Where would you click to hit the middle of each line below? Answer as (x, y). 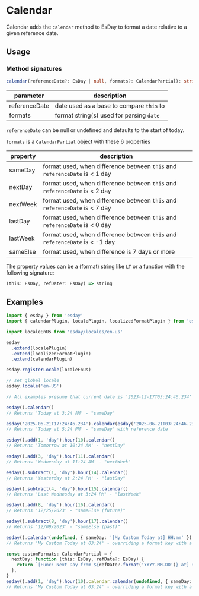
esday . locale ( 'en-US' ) (34, 386)
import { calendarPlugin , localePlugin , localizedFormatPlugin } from (95, 321)
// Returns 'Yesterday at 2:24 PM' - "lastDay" (66, 478)
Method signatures (34, 69)
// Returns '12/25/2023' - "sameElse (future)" (66, 511)
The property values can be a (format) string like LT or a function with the (95, 266)
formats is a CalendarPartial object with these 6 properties (78, 141)
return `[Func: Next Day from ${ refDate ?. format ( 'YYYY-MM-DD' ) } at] (103, 565)
